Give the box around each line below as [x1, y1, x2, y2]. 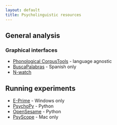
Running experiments [5, 84, 76, 93]
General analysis [5, 31, 61, 40]
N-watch [12, 69, 32, 75]
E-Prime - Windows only [12, 98, 65, 103]
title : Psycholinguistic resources [5, 12, 82, 17]
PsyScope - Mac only [12, 114, 59, 120]
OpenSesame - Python [12, 109, 62, 114]
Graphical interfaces [5, 47, 58, 54]
